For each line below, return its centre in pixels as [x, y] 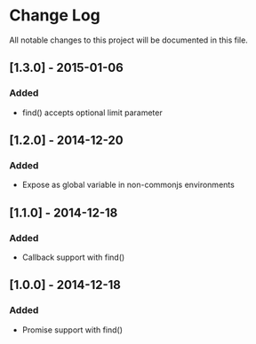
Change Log [55, 16]
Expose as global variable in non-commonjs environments [128, 185]
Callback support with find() [73, 257]
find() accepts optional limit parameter [92, 113]
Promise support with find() [72, 330]
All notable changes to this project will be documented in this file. [129, 40]
